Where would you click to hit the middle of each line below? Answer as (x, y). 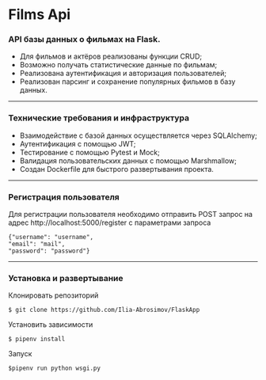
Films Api (40, 15)
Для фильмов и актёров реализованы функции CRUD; (111, 56)
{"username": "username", (51, 237)
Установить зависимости (51, 325)
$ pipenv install (37, 339)
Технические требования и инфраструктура (99, 118)
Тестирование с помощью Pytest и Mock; (89, 152)
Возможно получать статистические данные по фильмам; (118, 65)
